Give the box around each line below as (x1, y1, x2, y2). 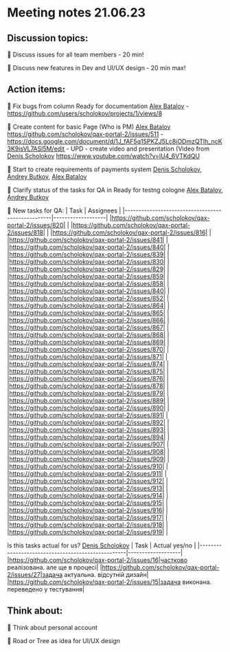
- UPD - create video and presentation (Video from (66, 144, 210, 153)
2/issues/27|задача (7, 570, 63, 578)
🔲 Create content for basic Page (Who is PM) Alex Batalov (7, 122, 171, 131)
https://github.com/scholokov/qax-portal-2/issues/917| (9, 513, 165, 521)
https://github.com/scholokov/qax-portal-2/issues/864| (9, 301, 166, 309)
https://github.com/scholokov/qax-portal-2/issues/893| (9, 425, 166, 434)
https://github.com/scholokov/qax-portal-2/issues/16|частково (9, 556, 187, 564)
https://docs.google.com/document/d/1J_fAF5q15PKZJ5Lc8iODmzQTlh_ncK (7, 137, 222, 145)
